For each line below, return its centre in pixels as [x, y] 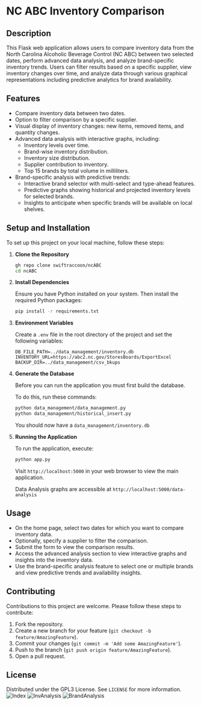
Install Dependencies [42, 282]
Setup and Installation [48, 228]
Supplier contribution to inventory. [66, 164]
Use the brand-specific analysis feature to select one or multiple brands [104, 566]
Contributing [31, 592]
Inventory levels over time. [57, 145]
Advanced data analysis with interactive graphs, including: [87, 138]
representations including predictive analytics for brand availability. [89, 80]
